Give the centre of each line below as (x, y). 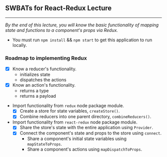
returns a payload (38, 96)
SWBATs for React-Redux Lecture (58, 8)
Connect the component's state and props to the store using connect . (90, 133)
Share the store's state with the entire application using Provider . (86, 128)
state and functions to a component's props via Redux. (62, 30)
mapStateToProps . (44, 144)
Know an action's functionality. (44, 85)
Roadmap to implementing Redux (46, 58)
